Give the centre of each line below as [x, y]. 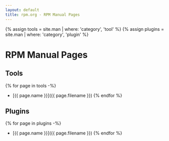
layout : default [22, 10]
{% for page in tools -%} [31, 85]
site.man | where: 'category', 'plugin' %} [47, 34]
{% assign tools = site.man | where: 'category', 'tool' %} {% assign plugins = [85, 29]
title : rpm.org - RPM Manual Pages [43, 15]
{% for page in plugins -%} [33, 123]
